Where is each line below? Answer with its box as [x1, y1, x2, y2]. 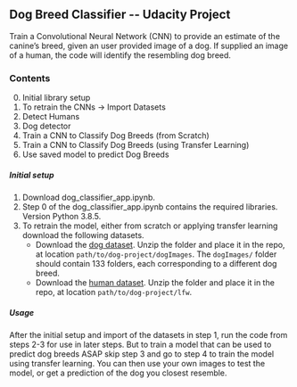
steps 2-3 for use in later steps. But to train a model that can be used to [9, 339, 272, 350]
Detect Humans [21, 111, 80, 122]
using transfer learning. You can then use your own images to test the [9, 358, 266, 369]
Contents [9, 71, 51, 84]
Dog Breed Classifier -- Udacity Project [9, 7, 231, 22]
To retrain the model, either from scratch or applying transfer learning [21, 220, 278, 231]
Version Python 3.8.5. [21, 211, 102, 222]
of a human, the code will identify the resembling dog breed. [9, 49, 232, 61]
